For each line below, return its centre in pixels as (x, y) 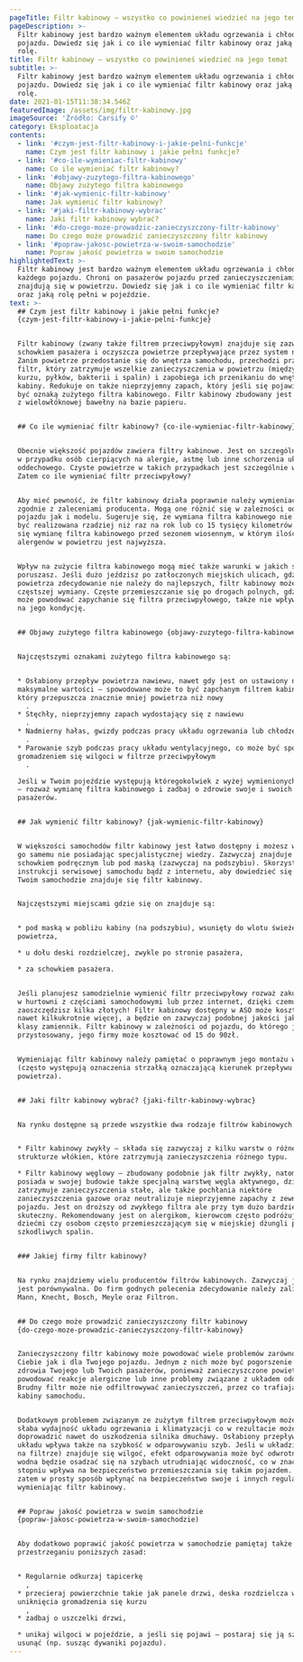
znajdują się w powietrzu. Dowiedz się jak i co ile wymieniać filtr (151, 286)
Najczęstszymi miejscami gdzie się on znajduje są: (117, 904)
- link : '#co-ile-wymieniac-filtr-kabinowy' (102, 160)
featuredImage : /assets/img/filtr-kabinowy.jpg (101, 110)
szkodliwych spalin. (56, 1233)
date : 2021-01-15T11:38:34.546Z (70, 102)
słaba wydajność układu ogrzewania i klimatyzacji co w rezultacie (147, 1428)
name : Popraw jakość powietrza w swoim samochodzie (124, 253)
